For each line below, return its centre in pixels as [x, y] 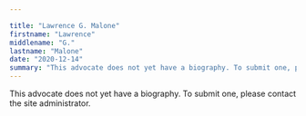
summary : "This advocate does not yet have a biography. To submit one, [150, 68]
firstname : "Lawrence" [52, 34]
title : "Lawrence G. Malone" [65, 25]
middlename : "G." [42, 43]
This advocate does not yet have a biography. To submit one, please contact [153, 93]
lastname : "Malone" [46, 51]
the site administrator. [50, 103]
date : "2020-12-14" [46, 60]
